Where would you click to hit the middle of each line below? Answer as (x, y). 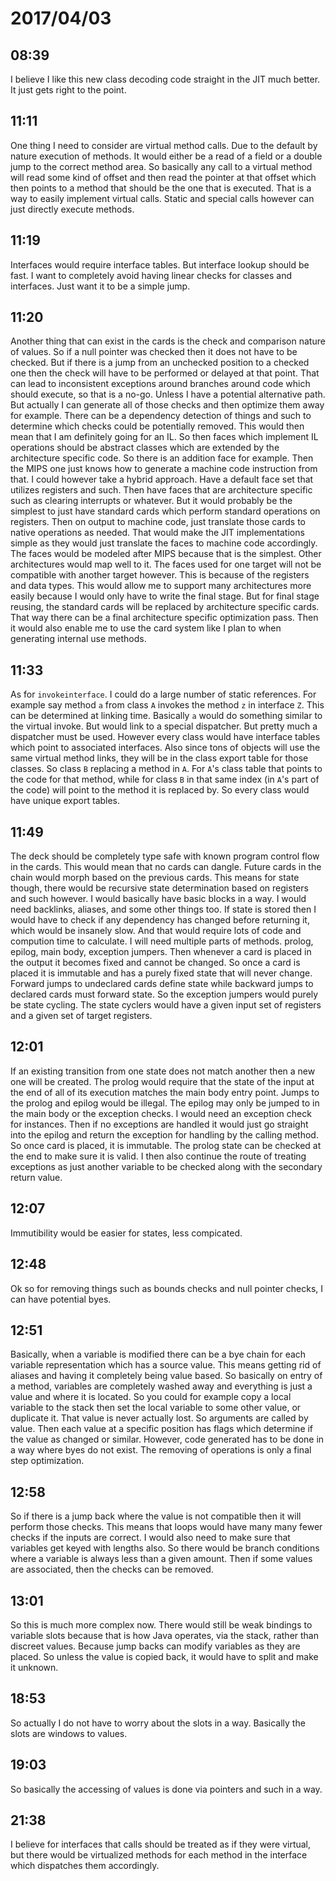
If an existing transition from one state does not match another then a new (163, 1071)
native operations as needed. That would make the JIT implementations (157, 533)
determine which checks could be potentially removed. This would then (157, 426)
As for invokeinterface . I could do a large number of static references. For (163, 694)
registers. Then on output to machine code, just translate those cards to (158, 522)
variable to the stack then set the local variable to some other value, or (156, 1408)
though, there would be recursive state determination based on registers (159, 888)
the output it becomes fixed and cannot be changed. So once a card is (155, 963)
